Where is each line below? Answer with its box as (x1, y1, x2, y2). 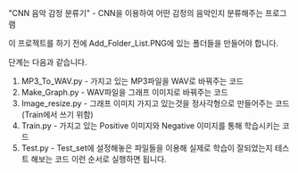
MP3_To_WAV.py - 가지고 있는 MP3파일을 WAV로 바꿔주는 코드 (21, 76, 244, 86)
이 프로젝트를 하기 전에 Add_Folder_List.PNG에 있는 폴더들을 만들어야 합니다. (8, 38, 278, 48)
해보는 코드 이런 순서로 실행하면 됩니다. (30, 154, 167, 164)
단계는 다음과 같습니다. (8, 57, 87, 67)
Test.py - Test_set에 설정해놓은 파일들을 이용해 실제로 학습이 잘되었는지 (21, 143, 273, 153)
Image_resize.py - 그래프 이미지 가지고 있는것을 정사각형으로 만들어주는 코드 (21, 98, 290, 109)
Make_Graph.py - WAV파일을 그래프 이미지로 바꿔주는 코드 (21, 87, 228, 97)
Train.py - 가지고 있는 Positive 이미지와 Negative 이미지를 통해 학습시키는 (21, 120, 281, 131)
